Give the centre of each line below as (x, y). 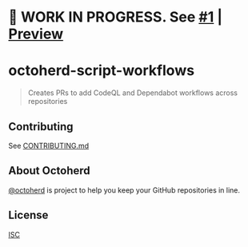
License (28, 215)
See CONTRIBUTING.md (49, 145)
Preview (36, 34)
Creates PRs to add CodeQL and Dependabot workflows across (133, 93)
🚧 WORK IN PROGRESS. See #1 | (115, 17)
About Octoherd (49, 171)
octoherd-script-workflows (101, 71)
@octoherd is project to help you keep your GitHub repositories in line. (124, 190)
